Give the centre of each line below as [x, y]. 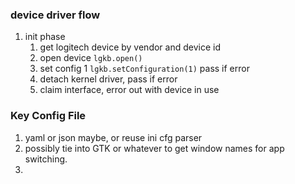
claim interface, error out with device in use [129, 90]
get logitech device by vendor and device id [130, 47]
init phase [45, 37]
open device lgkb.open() [91, 58]
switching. [46, 159]
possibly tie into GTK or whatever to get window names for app [154, 148]
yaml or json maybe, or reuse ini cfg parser [113, 137]
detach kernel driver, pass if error [108, 79]
